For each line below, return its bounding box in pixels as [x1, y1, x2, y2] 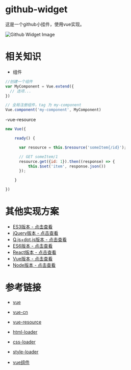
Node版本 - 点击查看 [12, 262, 56, 268]
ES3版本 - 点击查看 [12, 224, 53, 230]
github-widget [5, 4, 68, 15]
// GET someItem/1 [18, 154, 58, 159]
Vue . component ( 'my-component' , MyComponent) [5, 107, 101, 113]
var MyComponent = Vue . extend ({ [5, 83, 74, 89]
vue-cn [12, 309, 28, 315]
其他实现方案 [5, 206, 60, 217]
